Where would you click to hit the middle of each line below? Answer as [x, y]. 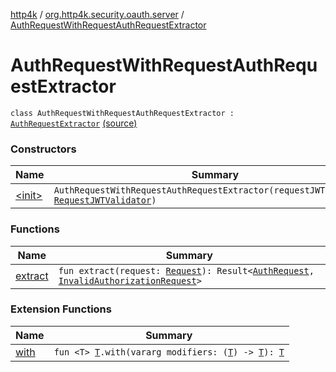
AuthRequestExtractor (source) [74, 123]
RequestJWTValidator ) [105, 200]
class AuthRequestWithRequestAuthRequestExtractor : [122, 113]
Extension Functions [61, 309]
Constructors [43, 149]
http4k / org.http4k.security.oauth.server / [97, 14]
